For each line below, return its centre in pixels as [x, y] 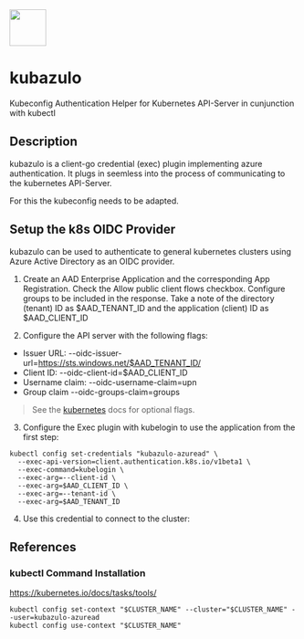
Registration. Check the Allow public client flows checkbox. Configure [154, 288]
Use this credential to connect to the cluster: [106, 519]
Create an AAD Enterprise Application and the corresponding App [147, 278]
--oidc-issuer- [95, 353]
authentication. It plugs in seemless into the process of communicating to [147, 173]
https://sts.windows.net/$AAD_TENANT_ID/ [120, 362]
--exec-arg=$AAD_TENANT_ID [69, 501]
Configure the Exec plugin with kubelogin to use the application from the [159, 427]
